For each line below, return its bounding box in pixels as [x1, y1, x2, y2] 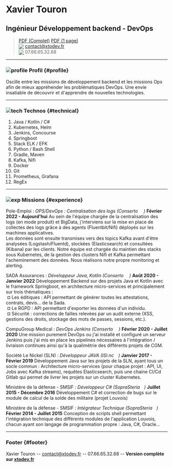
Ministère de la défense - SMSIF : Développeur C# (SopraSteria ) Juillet [6, 384, 161, 391]
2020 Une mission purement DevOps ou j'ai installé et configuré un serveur [6, 332, 166, 338]
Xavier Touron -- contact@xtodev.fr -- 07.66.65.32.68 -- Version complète [6, 451, 165, 457]
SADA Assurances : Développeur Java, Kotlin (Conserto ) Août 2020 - [6, 273, 159, 279]
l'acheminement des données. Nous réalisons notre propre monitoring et [6, 257, 160, 263]
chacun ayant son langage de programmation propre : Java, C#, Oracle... [6, 421, 161, 427]
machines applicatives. [6, 230, 54, 236]
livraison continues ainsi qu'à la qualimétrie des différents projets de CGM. [6, 342, 163, 348]
